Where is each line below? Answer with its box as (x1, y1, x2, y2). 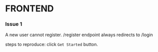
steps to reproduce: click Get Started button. (5, 42, 98, 48)
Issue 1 (5, 21, 22, 28)
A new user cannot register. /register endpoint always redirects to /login (5, 32, 153, 38)
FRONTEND (5, 3, 54, 14)
